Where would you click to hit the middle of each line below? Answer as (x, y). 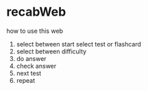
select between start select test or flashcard (79, 44)
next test (29, 73)
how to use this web (35, 31)
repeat (26, 80)
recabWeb (36, 12)
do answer (31, 58)
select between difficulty (51, 51)
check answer (36, 66)
